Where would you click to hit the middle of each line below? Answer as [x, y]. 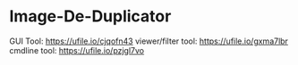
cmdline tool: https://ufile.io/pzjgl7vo [77, 50]
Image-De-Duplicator [90, 16]
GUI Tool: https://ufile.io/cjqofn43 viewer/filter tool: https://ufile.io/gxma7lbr [149, 41]
